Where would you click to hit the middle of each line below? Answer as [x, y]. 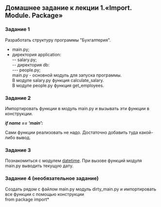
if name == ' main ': [24, 123]
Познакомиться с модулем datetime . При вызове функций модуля [73, 161]
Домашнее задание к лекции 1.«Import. [68, 8]
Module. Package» [34, 16]
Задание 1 [17, 30]
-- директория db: [31, 64]
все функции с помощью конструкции [45, 194]
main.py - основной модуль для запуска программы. [67, 75]
